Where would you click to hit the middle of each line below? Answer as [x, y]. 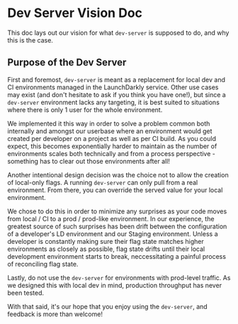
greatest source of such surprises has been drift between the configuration [117, 226]
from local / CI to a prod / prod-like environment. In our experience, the [111, 218]
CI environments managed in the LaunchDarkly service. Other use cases [113, 87]
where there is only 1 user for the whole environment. [85, 110]
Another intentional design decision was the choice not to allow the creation [118, 174]
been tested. [26, 293]
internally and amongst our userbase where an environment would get [110, 131]
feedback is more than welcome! [55, 314]
